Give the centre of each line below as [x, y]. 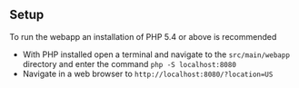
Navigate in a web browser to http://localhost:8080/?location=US [148, 73]
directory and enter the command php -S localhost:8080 [129, 64]
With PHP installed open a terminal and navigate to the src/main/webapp [156, 54]
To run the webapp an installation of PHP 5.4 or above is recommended [143, 36]
